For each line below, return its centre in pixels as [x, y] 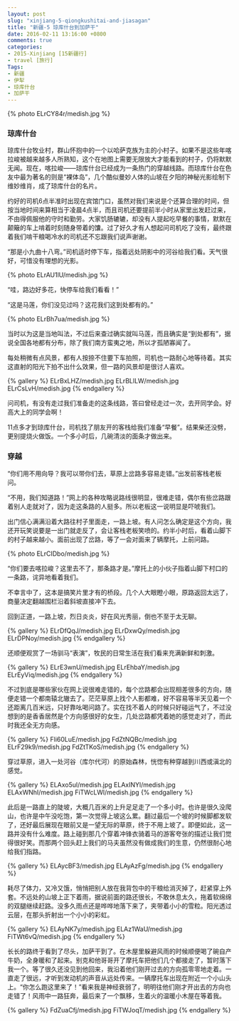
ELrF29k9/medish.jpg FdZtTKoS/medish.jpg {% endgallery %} [99, 747]
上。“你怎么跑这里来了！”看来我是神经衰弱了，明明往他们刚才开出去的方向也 [119, 987]
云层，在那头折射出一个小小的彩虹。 [60, 914]
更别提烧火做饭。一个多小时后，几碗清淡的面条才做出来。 [91, 436]
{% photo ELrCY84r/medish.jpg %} [59, 114]
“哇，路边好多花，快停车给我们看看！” [63, 290]
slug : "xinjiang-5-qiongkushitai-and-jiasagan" [79, 21]
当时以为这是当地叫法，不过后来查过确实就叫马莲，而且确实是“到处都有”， [116, 334]
